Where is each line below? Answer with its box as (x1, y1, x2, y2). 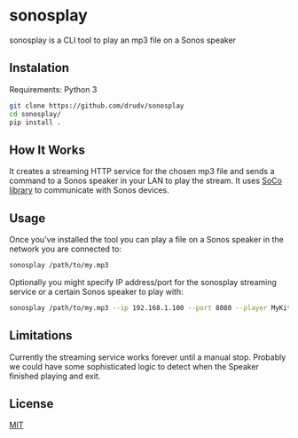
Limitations (9, 328, 73, 343)
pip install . (9, 117, 62, 127)
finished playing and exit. (9, 370, 101, 381)
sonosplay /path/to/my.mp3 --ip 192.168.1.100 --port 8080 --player (9, 303, 268, 312)
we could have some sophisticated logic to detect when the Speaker (9, 361, 260, 371)
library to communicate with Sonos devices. (9, 185, 170, 195)
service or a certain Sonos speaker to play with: (9, 286, 184, 297)
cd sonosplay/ (9, 109, 62, 118)
